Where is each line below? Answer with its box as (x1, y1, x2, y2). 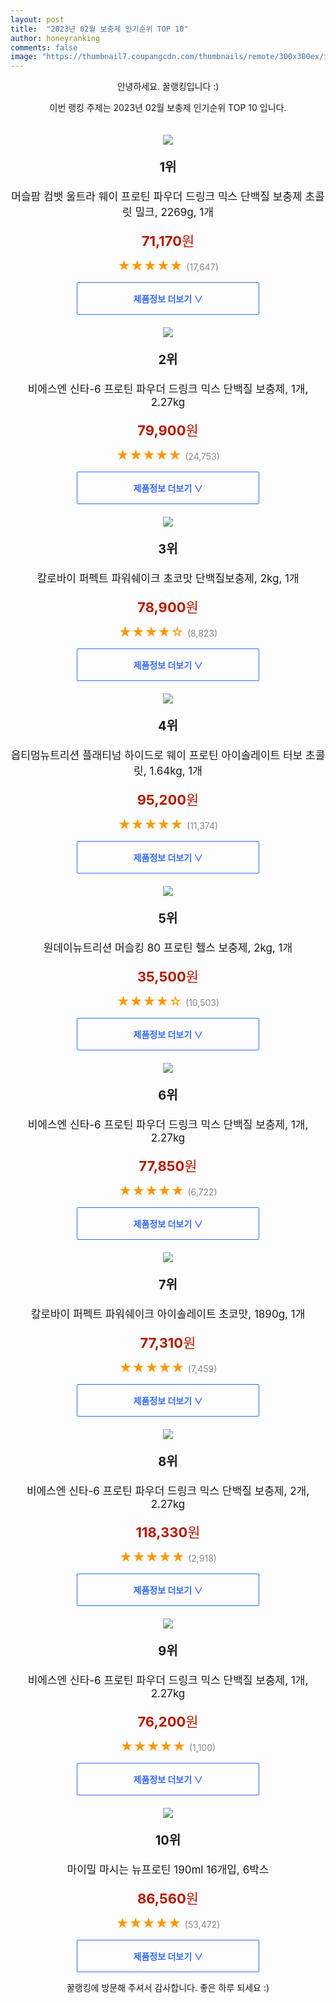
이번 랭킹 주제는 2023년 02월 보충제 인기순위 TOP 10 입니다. (49, 102, 287, 114)
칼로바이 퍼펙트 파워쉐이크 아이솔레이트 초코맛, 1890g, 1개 (30, 1307, 306, 1321)
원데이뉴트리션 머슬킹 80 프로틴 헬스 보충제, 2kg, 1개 (43, 941, 293, 955)
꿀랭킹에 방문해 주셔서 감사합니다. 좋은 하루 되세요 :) (66, 1982, 270, 1994)
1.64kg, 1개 (149, 764, 203, 778)
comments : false (10, 42, 78, 53)
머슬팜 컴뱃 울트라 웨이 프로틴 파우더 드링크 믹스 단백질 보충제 (11, 190, 303, 204)
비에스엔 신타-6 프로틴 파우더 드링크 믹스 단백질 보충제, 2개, (26, 1484, 310, 1498)
